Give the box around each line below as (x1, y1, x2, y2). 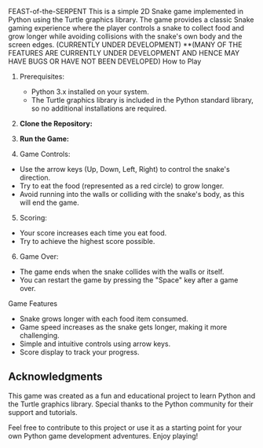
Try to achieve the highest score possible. (19, 237, 155, 246)
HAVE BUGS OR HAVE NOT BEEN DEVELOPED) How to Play (8, 56, 202, 66)
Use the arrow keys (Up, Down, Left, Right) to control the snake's (19, 165, 230, 173)
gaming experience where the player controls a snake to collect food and (8, 24, 245, 32)
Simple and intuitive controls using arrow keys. (19, 339, 171, 348)
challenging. (19, 331, 60, 340)
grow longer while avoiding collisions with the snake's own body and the (8, 31, 243, 41)
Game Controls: (19, 149, 71, 158)
